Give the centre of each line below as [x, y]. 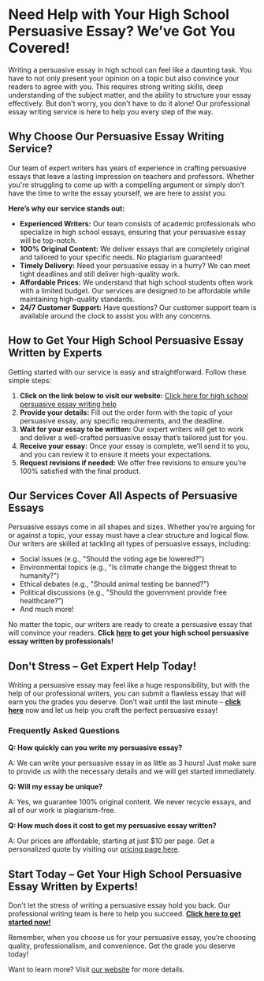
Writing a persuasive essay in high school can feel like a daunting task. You [130, 69]
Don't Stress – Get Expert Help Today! [102, 666]
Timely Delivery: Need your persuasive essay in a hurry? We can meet [135, 265]
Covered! [39, 48]
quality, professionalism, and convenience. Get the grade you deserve [122, 946]
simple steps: [30, 380]
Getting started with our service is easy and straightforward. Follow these [127, 371]
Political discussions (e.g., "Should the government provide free [123, 592]
